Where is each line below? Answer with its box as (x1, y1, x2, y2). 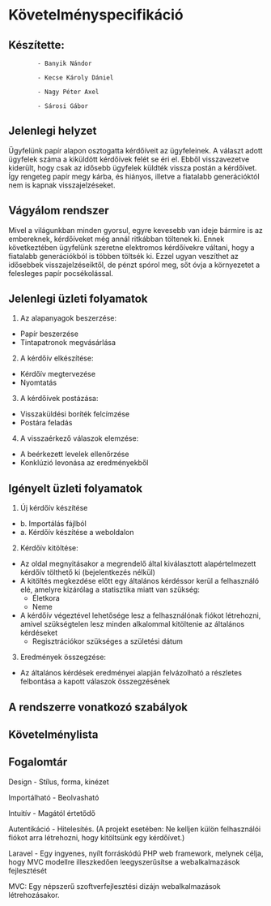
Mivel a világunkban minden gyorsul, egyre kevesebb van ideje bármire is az (8, 225, 263, 235)
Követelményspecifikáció (8, 6, 184, 24)
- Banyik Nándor (37, 59, 92, 67)
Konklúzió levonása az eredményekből (19, 458, 149, 468)
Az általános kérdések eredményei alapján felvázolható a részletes (19, 668, 243, 678)
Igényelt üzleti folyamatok (8, 481, 143, 495)
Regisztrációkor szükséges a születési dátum (32, 636, 184, 646)
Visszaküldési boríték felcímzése (19, 409, 130, 419)
